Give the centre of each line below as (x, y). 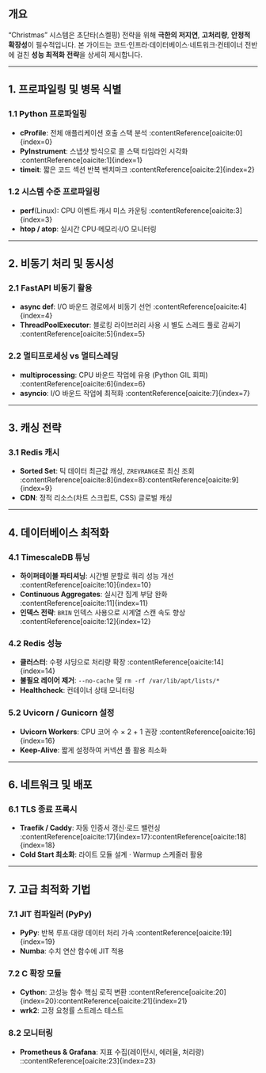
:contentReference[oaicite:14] (175, 662)
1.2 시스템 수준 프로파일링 (54, 192)
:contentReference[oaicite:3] (196, 210)
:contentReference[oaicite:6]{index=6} (83, 383)
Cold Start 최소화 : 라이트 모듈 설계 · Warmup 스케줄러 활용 (111, 854)
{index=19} (37, 942)
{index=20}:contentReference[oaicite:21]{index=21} (104, 1001)
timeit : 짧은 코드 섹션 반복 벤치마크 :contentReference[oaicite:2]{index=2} (137, 169)
